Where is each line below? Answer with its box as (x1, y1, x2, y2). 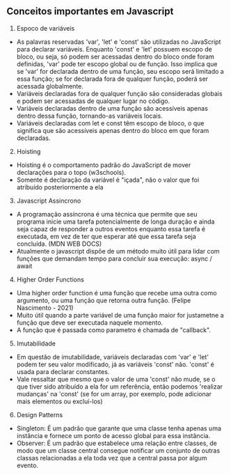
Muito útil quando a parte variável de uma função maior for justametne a (16, 311, 224, 319)
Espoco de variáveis (16, 24, 75, 32)
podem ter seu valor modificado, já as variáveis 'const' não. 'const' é (16, 360, 215, 368)
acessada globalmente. (16, 81, 84, 90)
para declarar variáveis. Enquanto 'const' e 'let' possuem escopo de (16, 45, 213, 53)
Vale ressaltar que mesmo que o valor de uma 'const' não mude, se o (16, 375, 216, 383)
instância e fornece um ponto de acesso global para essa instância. (16, 431, 211, 439)
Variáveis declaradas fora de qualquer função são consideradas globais (16, 89, 223, 98)
